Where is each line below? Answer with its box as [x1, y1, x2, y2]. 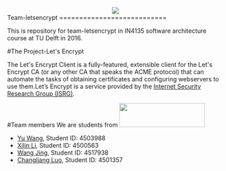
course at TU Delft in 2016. [7, 34, 82, 42]
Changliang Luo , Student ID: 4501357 [16, 155, 123, 163]
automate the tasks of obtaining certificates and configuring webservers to [7, 75, 219, 83]
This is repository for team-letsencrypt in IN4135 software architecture [7, 27, 207, 35]
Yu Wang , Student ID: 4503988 [16, 133, 106, 142]
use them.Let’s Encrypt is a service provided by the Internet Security [7, 82, 201, 90]
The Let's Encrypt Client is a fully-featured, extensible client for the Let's [7, 61, 213, 68]
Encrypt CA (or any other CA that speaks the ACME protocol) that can [7, 68, 205, 76]
